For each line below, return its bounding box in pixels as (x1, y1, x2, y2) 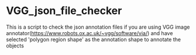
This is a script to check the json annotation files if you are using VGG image (6, 23, 190, 30)
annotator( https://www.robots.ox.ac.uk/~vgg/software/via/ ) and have (6, 29, 173, 36)
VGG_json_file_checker (6, 4, 122, 18)
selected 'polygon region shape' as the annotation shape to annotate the (6, 36, 181, 43)
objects (6, 42, 25, 49)
